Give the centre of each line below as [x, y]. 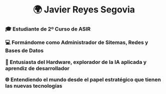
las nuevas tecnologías [34, 86]
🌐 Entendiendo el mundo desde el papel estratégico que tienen [83, 79]
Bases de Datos [24, 50]
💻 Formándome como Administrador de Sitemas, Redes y [77, 42]
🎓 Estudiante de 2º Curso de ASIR [48, 29]
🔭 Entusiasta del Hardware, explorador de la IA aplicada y [76, 62]
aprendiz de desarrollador [37, 68]
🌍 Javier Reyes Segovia [84, 10]
